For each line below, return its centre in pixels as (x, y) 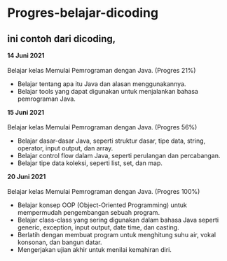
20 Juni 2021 (27, 177)
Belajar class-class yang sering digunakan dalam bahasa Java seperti (118, 220)
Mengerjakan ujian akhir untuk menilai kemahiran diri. (94, 249)
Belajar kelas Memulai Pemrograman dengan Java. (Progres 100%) (104, 191)
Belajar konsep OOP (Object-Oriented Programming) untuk (102, 205)
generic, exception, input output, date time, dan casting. (98, 227)
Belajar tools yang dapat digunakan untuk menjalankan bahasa (108, 91)
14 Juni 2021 (26, 55)
